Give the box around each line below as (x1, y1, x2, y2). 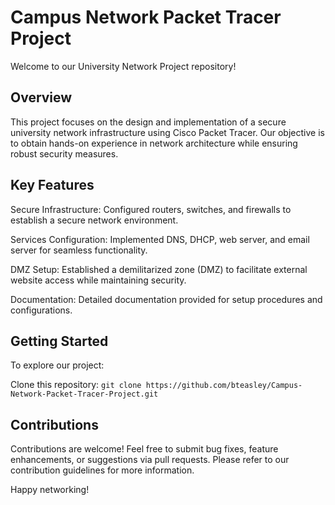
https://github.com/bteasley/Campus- (145, 381, 303, 391)
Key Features (10, 177, 95, 194)
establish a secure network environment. (10, 214, 179, 226)
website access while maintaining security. (10, 274, 187, 286)
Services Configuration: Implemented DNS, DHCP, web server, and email (10, 233, 310, 245)
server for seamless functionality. (10, 244, 148, 256)
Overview (10, 89, 73, 106)
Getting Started (10, 332, 109, 350)
